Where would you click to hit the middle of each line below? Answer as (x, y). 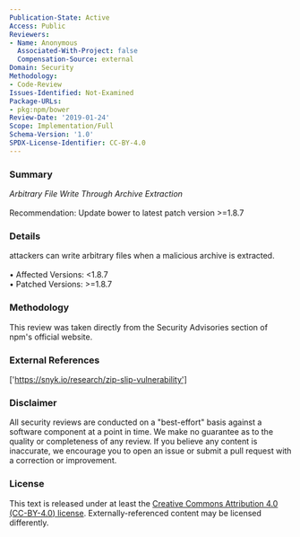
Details (25, 236)
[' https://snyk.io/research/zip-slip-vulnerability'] (99, 379)
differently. (29, 523)
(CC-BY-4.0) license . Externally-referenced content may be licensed (136, 513)
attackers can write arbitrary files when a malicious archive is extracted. (142, 256)
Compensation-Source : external (76, 59)
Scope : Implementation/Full (62, 127)
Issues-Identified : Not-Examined (72, 92)
